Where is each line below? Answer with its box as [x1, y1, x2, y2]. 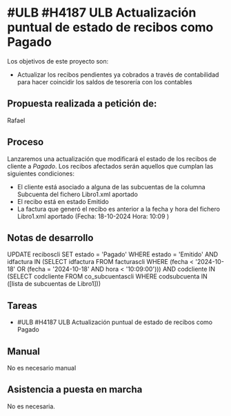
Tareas [7, 299, 38, 312]
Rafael [7, 116, 26, 124]
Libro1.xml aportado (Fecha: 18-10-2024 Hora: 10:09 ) [17, 212, 170, 220]
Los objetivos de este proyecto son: [7, 57, 109, 65]
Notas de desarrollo [7, 231, 94, 243]
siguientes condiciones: [7, 169, 74, 178]
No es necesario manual [7, 364, 77, 372]
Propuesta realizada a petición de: [7, 98, 157, 110]
